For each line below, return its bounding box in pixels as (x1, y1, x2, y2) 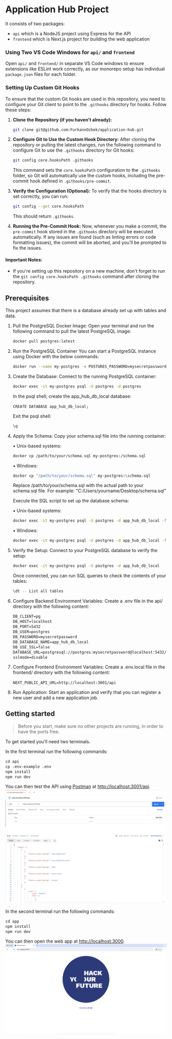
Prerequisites (5, 294, 49, 302)
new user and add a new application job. (12, 695, 99, 701)
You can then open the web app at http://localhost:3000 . (5, 938, 125, 944)
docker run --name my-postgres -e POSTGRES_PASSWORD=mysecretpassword (12, 364, 167, 370)
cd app (5, 919, 19, 924)
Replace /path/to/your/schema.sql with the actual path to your (12, 482, 144, 488)
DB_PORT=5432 (12, 624, 41, 629)
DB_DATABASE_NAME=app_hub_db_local (12, 639, 89, 644)
